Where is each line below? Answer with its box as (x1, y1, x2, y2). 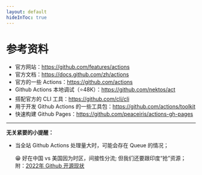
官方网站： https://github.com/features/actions (14, 63, 130, 71)
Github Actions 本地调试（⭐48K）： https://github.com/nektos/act (14, 86, 176, 94)
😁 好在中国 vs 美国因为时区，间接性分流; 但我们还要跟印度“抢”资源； (14, 154, 186, 162)
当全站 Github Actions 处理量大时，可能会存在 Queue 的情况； (14, 142, 170, 149)
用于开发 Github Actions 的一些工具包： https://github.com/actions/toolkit (14, 103, 195, 110)
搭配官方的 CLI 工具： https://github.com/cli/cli (14, 95, 130, 103)
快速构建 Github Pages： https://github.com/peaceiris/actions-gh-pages (14, 110, 194, 118)
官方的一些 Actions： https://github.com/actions (14, 78, 133, 86)
